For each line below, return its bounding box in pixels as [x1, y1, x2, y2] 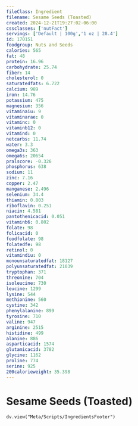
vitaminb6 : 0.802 [6, 219, 49, 225]
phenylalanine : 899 [6, 308, 55, 314]
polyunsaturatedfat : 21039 [6, 263, 73, 270]
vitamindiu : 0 [6, 253, 42, 259]
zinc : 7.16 [6, 175, 33, 181]
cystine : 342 [6, 302, 39, 309]
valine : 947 [6, 319, 36, 325]
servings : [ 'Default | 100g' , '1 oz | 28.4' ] [6, 31, 118, 37]
